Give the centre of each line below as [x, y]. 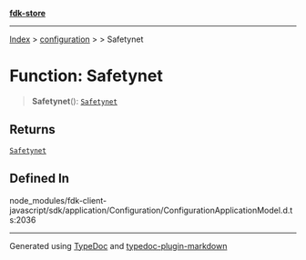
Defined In [40, 179]
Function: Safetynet [87, 76]
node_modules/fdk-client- [58, 200]
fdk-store [28, 13]
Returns [33, 130]
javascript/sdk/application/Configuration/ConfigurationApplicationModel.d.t [151, 210]
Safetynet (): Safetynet [75, 101]
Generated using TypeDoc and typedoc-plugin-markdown [118, 245]
